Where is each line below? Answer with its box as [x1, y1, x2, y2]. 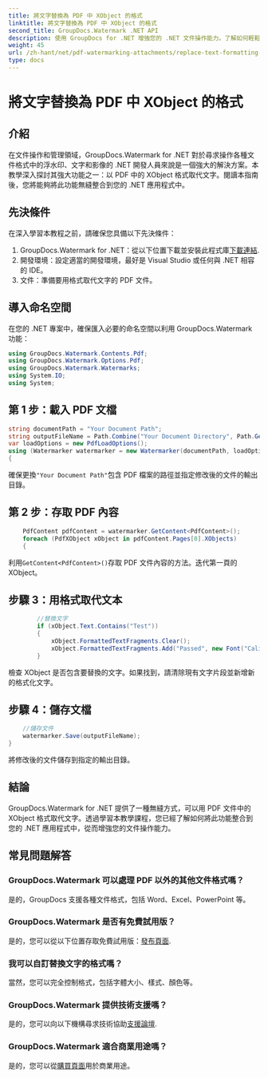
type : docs [8, 57, 45, 65]
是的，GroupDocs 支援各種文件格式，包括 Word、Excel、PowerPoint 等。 [8, 894, 250, 904]
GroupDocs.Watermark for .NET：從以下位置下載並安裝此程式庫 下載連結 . [19, 245, 260, 255]
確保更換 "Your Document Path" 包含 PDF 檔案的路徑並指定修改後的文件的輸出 [8, 470, 258, 480]
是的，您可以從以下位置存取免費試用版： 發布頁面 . [8, 936, 171, 945]
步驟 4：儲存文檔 [8, 703, 92, 716]
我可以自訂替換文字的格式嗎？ [8, 957, 124, 969]
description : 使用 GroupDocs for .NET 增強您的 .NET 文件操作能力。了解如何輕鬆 [8, 34, 261, 42]
